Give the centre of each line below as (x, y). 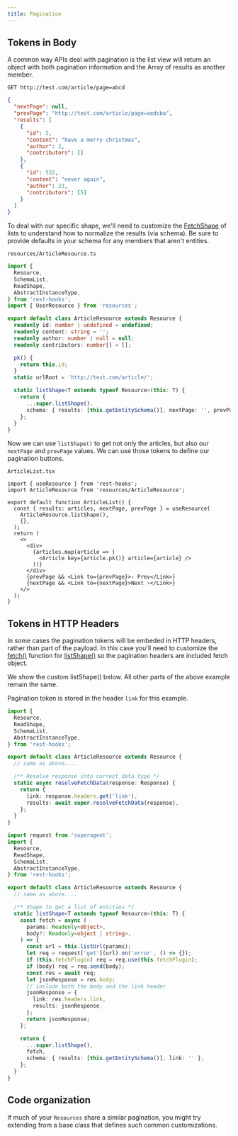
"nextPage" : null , (41, 107)
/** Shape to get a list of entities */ (74, 907)
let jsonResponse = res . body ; (70, 979)
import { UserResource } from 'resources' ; (73, 306)
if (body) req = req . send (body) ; (75, 966)
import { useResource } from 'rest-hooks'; (73, 484)
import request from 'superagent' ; (60, 835)
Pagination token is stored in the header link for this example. (98, 698)
